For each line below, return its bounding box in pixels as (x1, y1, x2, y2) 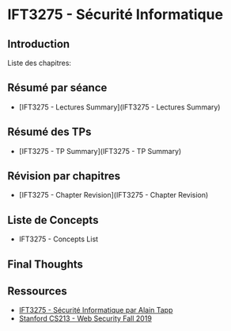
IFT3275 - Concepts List (18, 234, 99, 244)
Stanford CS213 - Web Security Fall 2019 (18, 314, 152, 323)
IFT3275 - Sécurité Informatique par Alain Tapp (18, 306, 173, 315)
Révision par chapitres (7, 169, 121, 183)
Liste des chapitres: (7, 58, 72, 67)
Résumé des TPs (7, 125, 92, 139)
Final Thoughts (7, 257, 84, 271)
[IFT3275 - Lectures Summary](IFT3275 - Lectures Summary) (18, 102, 221, 112)
